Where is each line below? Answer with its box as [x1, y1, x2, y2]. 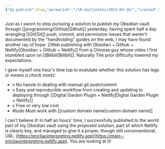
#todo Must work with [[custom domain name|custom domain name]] [12, 108, 153, 114]
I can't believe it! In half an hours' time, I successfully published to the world [5, 117, 159, 123]
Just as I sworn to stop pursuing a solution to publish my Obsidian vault [5, 21, 150, 27]
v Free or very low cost [12, 102, 59, 108]
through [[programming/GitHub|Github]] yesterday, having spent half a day [5, 26, 157, 32]
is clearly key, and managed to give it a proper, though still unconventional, [5, 127, 157, 133]
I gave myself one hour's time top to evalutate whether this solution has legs [5, 67, 160, 73]
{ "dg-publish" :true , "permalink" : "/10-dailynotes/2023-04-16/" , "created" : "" [5, 7, 164, 12]
